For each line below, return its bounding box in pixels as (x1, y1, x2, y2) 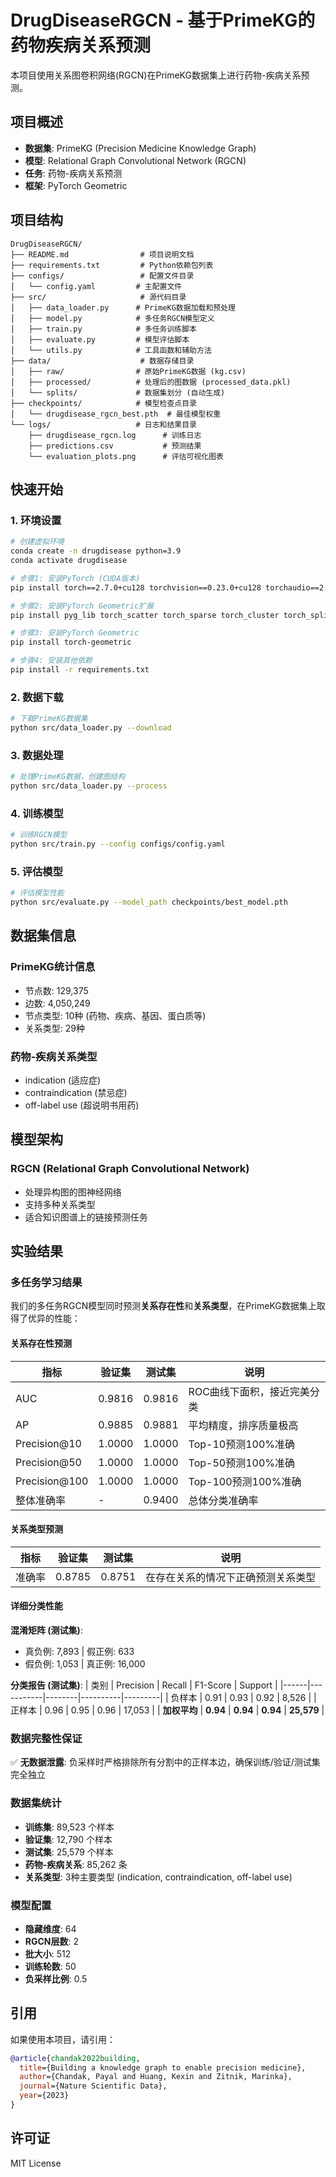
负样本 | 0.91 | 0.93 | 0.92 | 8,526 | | (170, 1692, 317, 1704)
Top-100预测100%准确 (188, 1474, 302, 1488)
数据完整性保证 (10, 1731, 83, 1745)
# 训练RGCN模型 (10, 830, 68, 840)
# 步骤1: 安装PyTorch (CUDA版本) (10, 573, 141, 583)
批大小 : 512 (24, 1947, 72, 1960)
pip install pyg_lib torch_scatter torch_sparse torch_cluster (10, 610, 280, 620)
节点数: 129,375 (24, 984, 89, 996)
